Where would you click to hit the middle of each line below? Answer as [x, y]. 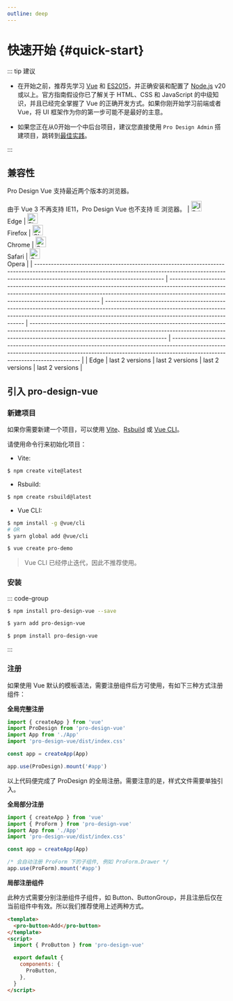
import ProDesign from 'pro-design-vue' [67, 729]
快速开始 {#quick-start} [76, 50]
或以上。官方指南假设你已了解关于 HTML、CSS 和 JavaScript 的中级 [115, 94]
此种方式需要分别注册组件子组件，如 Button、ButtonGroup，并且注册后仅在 [115, 897]
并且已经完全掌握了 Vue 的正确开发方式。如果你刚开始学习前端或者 [125, 103]
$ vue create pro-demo [40, 549]
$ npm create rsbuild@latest [49, 497]
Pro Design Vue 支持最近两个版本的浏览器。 [70, 191]
